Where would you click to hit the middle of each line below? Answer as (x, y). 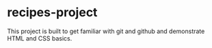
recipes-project (52, 13)
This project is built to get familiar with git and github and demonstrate (106, 31)
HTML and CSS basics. (40, 38)
